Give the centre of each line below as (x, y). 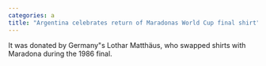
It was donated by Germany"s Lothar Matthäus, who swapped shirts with (127, 45)
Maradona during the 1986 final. (60, 53)
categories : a (32, 15)
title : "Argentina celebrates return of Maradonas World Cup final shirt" (134, 23)
